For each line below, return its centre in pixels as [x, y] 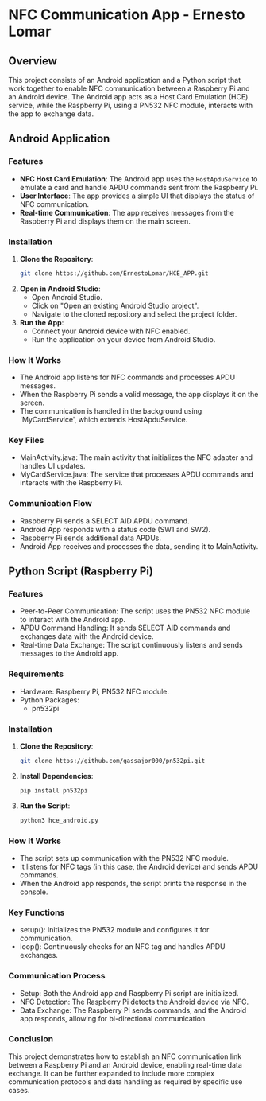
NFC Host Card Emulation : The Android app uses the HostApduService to [139, 179]
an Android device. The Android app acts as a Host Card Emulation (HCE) [128, 97]
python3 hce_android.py [59, 820]
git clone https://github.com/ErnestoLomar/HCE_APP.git [114, 273]
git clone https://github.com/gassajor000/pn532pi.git [112, 761]
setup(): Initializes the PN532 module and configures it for [114, 930]
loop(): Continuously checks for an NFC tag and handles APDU [123, 947]
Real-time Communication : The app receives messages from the [127, 212]
